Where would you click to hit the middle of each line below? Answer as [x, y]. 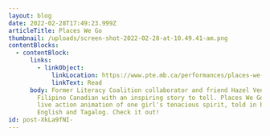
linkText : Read [77, 82]
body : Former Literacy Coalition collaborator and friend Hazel [139, 90]
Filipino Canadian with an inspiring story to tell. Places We [145, 98]
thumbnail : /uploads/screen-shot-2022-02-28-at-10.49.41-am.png [118, 38]
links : [41, 61]
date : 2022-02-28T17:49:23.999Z [62, 23]
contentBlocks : [34, 46]
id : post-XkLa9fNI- [41, 120]
